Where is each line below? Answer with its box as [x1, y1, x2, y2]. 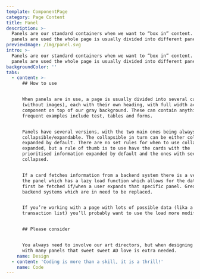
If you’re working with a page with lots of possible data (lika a [21, 205, 193, 211]
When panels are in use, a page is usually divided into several [21, 96, 187, 103]
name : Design [17, 253, 49, 259]
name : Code [17, 264, 44, 270]
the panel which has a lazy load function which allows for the [21, 177, 185, 184]
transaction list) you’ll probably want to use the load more [21, 210, 180, 217]
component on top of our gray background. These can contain [21, 107, 177, 113]
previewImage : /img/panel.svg [6, 42, 82, 48]
